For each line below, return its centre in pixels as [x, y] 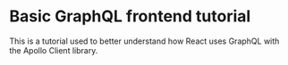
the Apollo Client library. [54, 50]
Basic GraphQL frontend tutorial [130, 16]
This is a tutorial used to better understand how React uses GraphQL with [144, 41]
